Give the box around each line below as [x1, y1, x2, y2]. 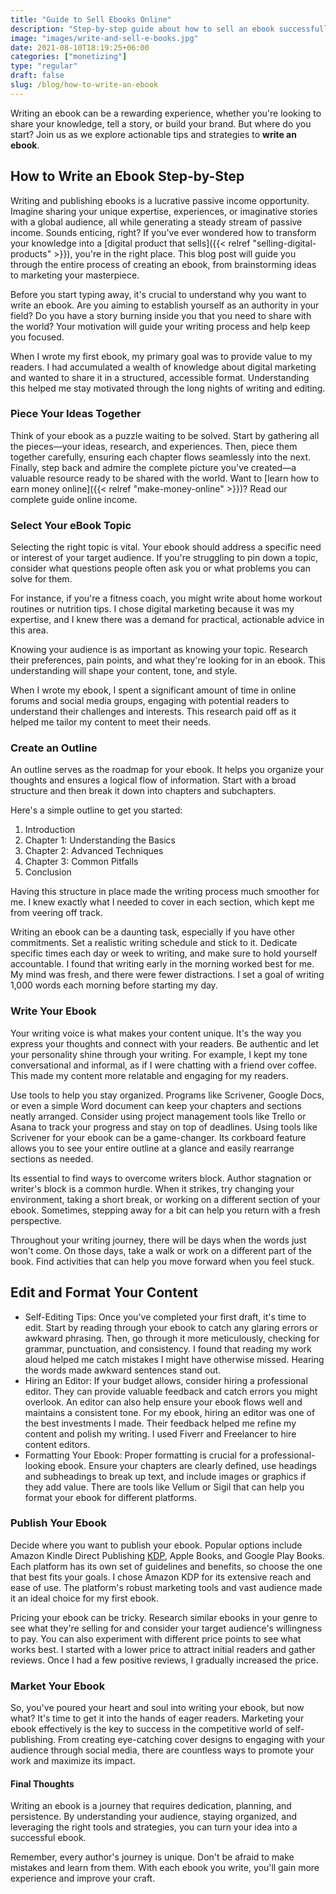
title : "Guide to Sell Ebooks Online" [10, 14, 172, 25]
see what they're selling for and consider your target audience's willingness [10, 1622, 323, 1634]
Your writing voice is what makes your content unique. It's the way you [10, 1027, 302, 1039]
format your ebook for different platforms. [24, 1491, 198, 1503]
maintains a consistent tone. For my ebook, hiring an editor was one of [24, 1406, 316, 1418]
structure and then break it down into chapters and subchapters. [10, 785, 277, 797]
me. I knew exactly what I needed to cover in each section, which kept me [10, 896, 315, 908]
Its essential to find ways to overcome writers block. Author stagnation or [10, 1172, 312, 1184]
